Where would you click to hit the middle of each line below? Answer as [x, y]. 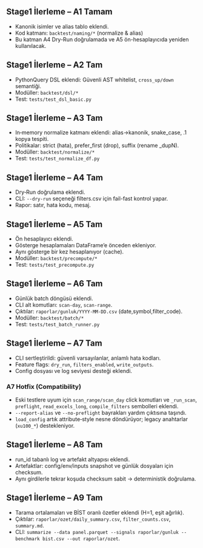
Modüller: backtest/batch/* [49, 318]
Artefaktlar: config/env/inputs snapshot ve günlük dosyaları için [94, 465]
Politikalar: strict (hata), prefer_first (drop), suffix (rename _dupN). [97, 146]
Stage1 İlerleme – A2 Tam [55, 65]
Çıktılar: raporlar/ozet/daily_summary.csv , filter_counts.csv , [93, 519]
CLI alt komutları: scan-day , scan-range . [64, 304]
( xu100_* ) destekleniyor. [45, 425]
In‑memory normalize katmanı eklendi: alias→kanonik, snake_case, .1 [101, 132]
